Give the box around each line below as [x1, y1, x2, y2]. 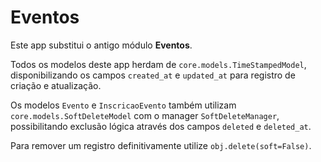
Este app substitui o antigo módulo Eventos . [10, 39, 193, 51]
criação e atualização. [10, 79, 102, 91]
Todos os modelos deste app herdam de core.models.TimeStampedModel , [10, 58, 307, 70]
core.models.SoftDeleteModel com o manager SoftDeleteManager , [10, 109, 280, 121]
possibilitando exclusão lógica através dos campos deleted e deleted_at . [10, 120, 312, 132]
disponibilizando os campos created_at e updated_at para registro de [10, 69, 296, 81]
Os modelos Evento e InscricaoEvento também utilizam [10, 99, 237, 111]
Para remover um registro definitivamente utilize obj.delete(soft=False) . [10, 139, 312, 151]
